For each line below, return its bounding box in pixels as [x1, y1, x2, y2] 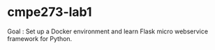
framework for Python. [7, 34, 73, 42]
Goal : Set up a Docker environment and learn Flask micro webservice [7, 27, 208, 35]
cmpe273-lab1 [7, 4, 92, 20]
